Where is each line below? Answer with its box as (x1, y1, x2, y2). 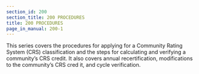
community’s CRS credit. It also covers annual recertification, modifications (6, 55, 193, 62)
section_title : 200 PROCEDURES (6, 14, 85, 20)
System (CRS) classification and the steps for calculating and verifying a (6, 49, 186, 56)
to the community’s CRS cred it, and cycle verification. (6, 61, 141, 69)
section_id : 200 (6, 8, 47, 15)
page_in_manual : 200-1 (6, 25, 63, 32)
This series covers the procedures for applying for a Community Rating (6, 42, 183, 49)
